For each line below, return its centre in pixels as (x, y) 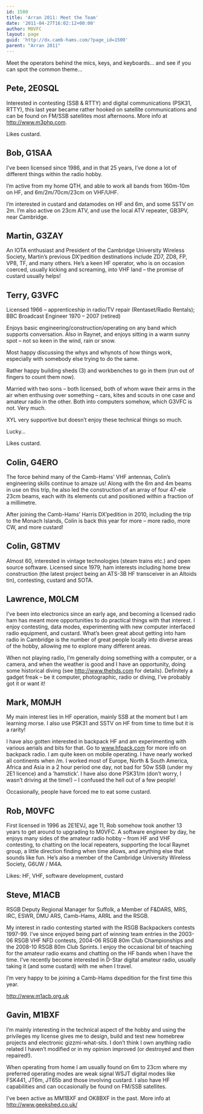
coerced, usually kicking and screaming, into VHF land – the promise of (95, 269)
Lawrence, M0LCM (43, 599)
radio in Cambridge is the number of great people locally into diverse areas (100, 639)
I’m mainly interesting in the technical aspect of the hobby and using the (96, 1029)
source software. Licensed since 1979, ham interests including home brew (98, 567)
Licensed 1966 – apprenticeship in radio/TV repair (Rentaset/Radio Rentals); (101, 310)
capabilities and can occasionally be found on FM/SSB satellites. (87, 1086)
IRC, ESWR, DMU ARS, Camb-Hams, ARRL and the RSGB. (78, 916)
